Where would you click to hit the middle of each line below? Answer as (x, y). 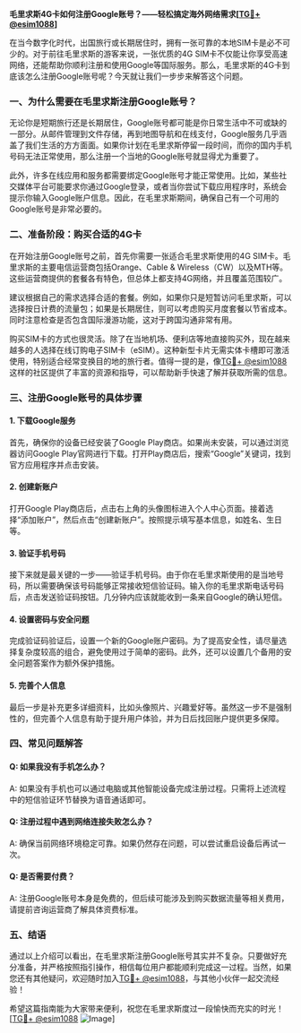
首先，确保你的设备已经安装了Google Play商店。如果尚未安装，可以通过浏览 (149, 442)
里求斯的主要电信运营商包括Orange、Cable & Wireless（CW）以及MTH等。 (149, 267)
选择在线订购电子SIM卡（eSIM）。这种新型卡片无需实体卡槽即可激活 (164, 349)
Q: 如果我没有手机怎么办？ (58, 767)
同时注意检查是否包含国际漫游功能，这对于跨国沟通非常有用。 (123, 319)
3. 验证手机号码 (38, 553)
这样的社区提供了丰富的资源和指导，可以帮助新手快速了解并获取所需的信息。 (150, 372)
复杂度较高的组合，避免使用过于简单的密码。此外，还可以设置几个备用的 (150, 652)
